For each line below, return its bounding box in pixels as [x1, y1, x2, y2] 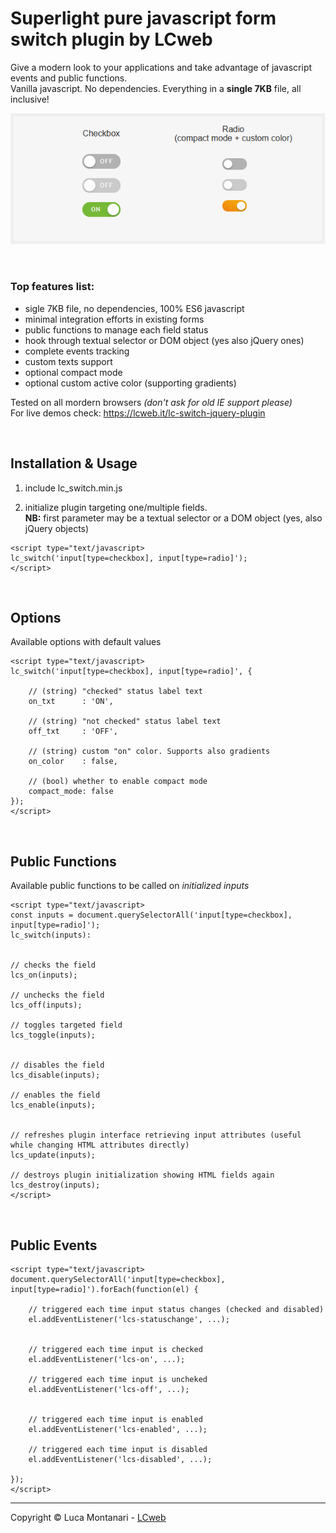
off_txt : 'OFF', [28, 727, 118, 737]
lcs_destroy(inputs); [10, 1180, 101, 1191]
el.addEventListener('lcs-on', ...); [28, 1354, 186, 1364]
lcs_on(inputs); [10, 970, 78, 981]
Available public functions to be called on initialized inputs [10, 880, 250, 892]
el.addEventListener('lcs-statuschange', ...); [28, 1314, 230, 1324]
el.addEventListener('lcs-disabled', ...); [28, 1454, 213, 1464]
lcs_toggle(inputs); [10, 1030, 97, 1041]
